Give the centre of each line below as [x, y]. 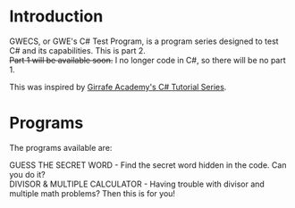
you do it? [28, 174]
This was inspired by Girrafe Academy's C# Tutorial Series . [118, 87]
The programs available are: [61, 147]
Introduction [56, 17]
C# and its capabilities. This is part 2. [77, 50]
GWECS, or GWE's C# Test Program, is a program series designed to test [144, 41]
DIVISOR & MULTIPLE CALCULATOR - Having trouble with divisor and [137, 184]
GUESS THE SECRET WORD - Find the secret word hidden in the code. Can [148, 165]
